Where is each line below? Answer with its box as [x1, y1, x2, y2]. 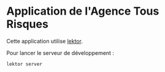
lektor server [6, 61, 43, 67]
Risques [6, 17, 49, 31]
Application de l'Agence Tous [6, 4, 159, 18]
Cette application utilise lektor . [6, 37, 83, 45]
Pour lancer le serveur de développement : [6, 49, 115, 56]
